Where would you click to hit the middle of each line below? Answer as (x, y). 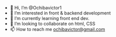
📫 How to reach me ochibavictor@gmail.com (57, 29)
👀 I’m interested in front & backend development (60, 13)
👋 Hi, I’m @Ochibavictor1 (36, 8)
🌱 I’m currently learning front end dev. (50, 18)
